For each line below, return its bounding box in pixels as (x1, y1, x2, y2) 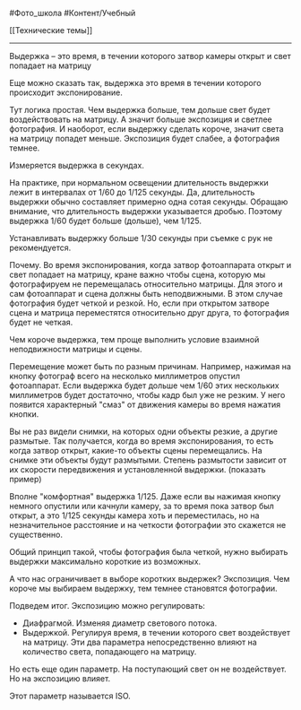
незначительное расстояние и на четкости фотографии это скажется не (9, 520, 287, 530)
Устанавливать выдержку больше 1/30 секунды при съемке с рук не (9, 233, 273, 243)
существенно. (9, 529, 63, 540)
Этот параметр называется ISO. (9, 690, 132, 701)
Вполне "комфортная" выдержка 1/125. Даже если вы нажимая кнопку (9, 491, 281, 501)
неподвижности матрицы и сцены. (9, 344, 142, 354)
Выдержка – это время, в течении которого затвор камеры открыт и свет (9, 51, 291, 61)
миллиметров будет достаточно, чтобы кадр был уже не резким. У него (9, 390, 286, 400)
